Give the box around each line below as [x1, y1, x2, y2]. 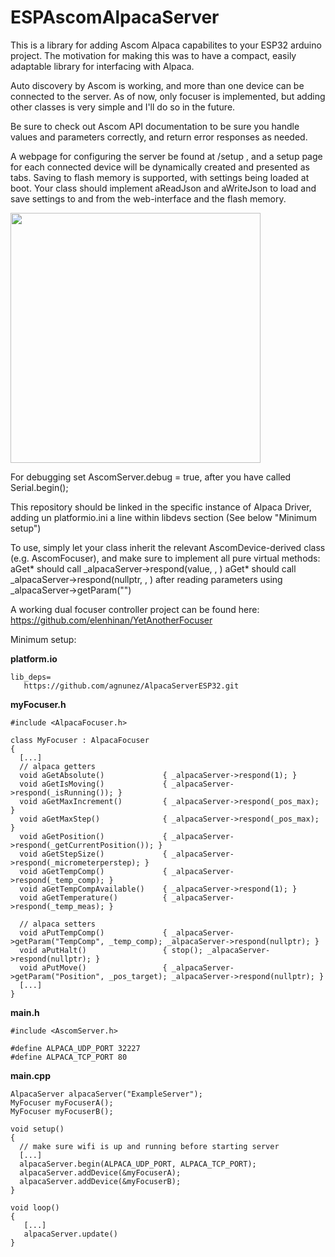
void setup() [10, 1124, 65, 1134]
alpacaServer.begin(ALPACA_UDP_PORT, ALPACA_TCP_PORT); [19, 1159, 257, 1169]
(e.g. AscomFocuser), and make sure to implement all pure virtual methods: [10, 552, 321, 564]
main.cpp [10, 1069, 51, 1081]
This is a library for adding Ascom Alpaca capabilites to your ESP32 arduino [10, 39, 322, 51]
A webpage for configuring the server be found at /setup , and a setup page [10, 150, 323, 162]
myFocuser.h [10, 698, 67, 710]
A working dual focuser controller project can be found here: [10, 603, 260, 615]
